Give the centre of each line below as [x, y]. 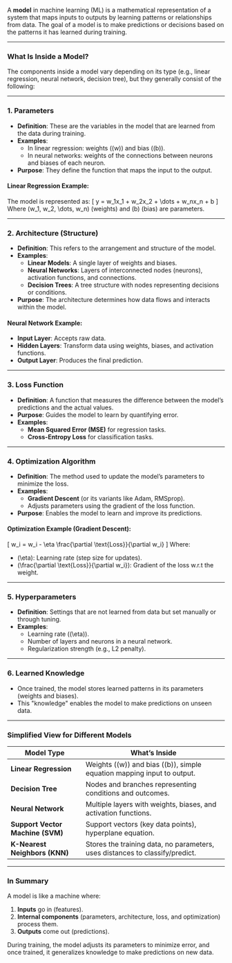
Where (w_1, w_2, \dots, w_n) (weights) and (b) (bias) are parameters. [106, 209]
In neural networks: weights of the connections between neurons [120, 155]
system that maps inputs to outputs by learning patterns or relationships [109, 17]
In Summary [28, 881]
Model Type [45, 752]
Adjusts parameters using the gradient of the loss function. [111, 506]
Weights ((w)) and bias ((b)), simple [143, 764]
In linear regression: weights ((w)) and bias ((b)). [96, 148]
